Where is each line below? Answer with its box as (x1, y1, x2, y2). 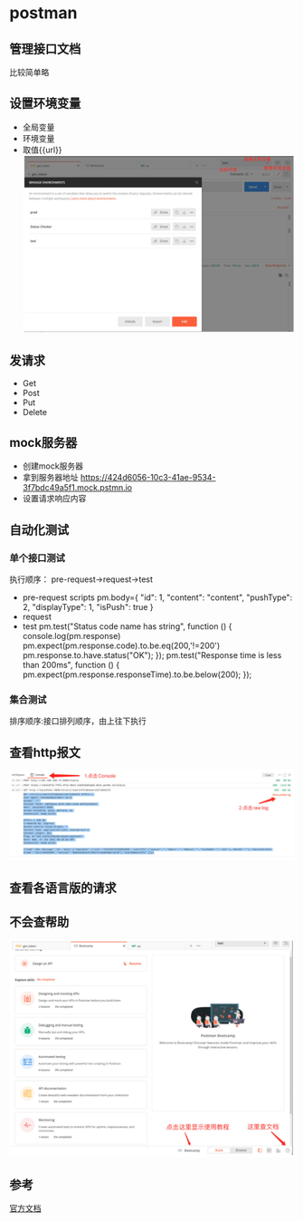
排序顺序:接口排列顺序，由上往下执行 (9, 715, 147, 727)
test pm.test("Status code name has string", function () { (22, 621, 232, 632)
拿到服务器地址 (22, 472, 79, 483)
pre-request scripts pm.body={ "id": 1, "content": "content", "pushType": (22, 592, 293, 603)
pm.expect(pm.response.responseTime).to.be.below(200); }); (22, 669, 252, 680)
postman (9, 3, 78, 24)
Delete (22, 406, 48, 417)
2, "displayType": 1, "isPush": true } (22, 602, 154, 613)
